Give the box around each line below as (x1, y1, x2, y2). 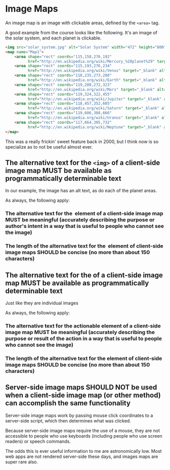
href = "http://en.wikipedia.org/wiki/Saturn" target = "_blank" (27, 106, 159, 111)
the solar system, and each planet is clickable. (5, 35, 102, 41)
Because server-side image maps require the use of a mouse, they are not (5, 428, 160, 434)
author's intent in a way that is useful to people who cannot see (5, 223, 164, 230)
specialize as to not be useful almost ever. (5, 144, 93, 150)
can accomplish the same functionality (5, 399, 131, 407)
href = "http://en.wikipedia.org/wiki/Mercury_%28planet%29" (27, 59, 155, 64)
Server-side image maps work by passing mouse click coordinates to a (5, 412, 153, 418)
